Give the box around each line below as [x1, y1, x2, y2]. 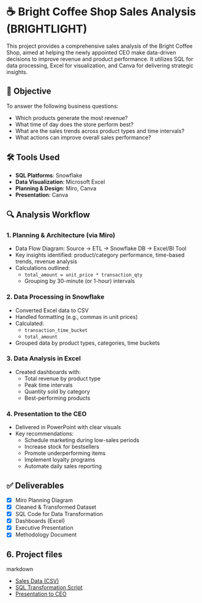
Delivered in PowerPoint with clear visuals [15, 424, 121, 431]
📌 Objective [6, 86, 51, 97]
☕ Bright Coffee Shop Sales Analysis [6, 5, 196, 19]
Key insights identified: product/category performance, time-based [15, 252, 185, 259]
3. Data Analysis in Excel [6, 354, 81, 363]
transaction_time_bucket [24, 327, 88, 334]
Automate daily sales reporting [24, 463, 102, 470]
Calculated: [15, 320, 45, 327]
